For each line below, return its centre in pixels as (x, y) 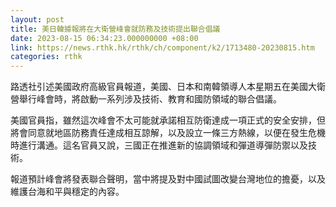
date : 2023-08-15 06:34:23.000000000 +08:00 (104, 38)
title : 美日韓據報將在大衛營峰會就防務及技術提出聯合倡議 (115, 29)
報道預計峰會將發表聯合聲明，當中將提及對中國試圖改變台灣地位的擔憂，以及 (168, 179)
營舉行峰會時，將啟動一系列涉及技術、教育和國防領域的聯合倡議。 (146, 99)
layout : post (37, 19)
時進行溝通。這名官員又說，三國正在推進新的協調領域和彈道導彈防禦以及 (159, 145)
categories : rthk (46, 57)
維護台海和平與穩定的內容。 (67, 192)
